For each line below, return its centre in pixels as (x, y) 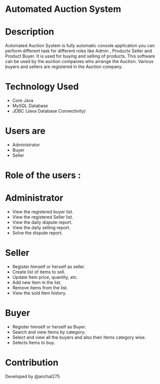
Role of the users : (43, 175)
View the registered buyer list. (43, 212)
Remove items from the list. (40, 288)
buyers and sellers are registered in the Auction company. (64, 67)
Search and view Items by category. (49, 332)
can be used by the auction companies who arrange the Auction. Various (80, 62)
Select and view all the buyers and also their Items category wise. (79, 337)
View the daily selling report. (41, 228)
